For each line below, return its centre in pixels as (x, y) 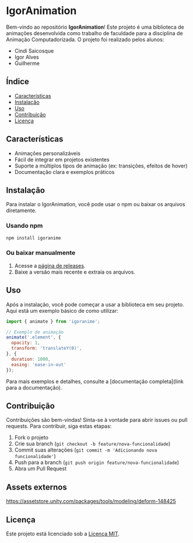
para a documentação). (34, 387)
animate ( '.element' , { (34, 337)
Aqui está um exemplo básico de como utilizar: (62, 310)
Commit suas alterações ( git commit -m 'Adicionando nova (86, 450)
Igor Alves (27, 57)
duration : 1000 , (31, 359)
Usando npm (24, 226)
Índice (17, 82)
